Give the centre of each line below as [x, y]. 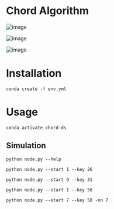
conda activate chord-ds [36, 128]
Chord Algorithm [48, 11]
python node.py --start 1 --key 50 [49, 190]
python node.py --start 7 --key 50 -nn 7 [57, 200]
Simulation [26, 145]
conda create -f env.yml [36, 89]
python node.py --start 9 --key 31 [49, 180]
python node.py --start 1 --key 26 [49, 169]
